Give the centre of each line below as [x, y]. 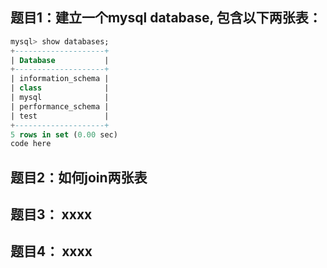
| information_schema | [60, 79]
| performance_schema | [60, 106]
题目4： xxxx [51, 251]
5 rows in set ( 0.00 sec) [64, 134]
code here [31, 144]
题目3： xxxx [51, 214]
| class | [60, 88]
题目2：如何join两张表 [79, 177]
